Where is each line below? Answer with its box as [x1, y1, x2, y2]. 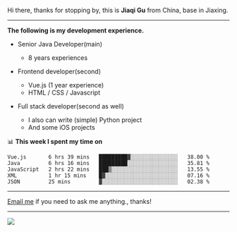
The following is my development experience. [7, 26, 145, 35]
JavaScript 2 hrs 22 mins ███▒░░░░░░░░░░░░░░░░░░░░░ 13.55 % [7, 166, 210, 173]
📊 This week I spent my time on [7, 138, 103, 145]
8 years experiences [28, 54, 88, 62]
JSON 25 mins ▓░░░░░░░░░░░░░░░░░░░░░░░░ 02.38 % [7, 178, 210, 185]
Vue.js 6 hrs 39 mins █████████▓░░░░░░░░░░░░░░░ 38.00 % [7, 154, 210, 161]
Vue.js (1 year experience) [28, 81, 104, 89]
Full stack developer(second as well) [17, 102, 125, 110]
